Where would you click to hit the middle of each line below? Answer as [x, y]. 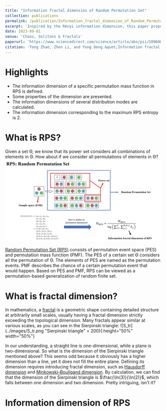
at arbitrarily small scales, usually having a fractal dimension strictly [74, 315]
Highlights [27, 72]
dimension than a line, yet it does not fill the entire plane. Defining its [75, 361]
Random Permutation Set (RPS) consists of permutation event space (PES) [81, 250]
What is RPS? [33, 138]
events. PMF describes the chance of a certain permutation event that [76, 266]
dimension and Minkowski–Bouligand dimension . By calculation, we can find [83, 372]
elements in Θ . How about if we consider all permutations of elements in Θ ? [82, 157]
